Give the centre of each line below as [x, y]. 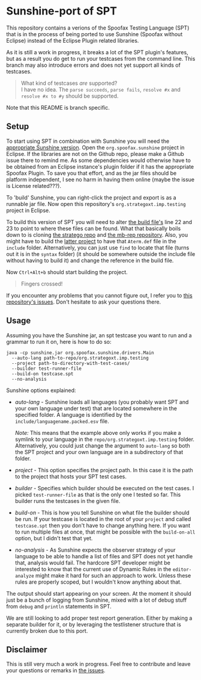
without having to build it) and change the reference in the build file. [90, 260]
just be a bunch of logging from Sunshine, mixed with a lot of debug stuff [97, 600]
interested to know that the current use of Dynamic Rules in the [93, 569]
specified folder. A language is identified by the [73, 414]
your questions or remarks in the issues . [56, 670]
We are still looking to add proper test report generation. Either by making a [99, 618]
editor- [182, 569]
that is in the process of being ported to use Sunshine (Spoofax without [94, 34]
